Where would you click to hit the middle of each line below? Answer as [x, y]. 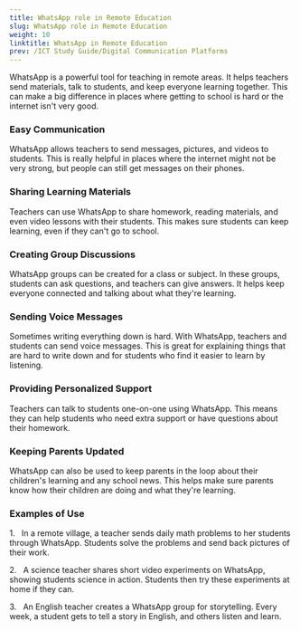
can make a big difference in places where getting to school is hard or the [146, 97]
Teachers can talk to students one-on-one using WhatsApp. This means [144, 408]
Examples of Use [47, 513]
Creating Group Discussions [72, 254]
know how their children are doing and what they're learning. [123, 490]
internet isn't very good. [54, 106]
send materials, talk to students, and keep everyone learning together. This [149, 87]
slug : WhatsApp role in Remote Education [89, 26]
